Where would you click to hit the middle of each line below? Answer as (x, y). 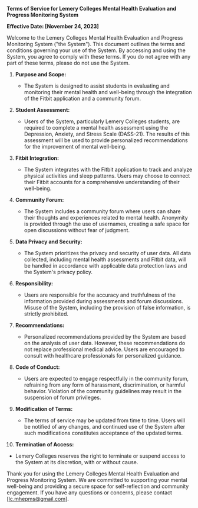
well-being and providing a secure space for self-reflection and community (98, 486)
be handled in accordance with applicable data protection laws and (105, 266)
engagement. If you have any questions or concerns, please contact (90, 493)
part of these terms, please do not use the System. (68, 63)
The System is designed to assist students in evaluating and (97, 86)
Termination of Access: (44, 444)
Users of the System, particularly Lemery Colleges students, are (102, 121)
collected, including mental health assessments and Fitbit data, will (105, 259)
